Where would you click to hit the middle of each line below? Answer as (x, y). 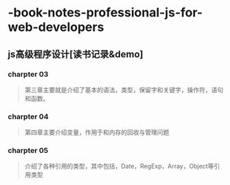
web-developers (56, 27)
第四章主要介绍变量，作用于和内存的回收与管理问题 (97, 132)
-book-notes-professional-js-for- (105, 13)
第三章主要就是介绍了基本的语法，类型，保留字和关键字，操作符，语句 (124, 90)
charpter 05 (28, 151)
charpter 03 (28, 74)
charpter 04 (28, 116)
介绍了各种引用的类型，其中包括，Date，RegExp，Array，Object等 (119, 166)
